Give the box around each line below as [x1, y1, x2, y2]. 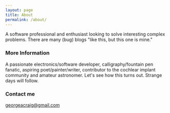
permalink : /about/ [5, 17, 47, 22]
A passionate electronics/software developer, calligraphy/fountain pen [5, 61, 154, 67]
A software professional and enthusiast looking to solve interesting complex [5, 31, 165, 37]
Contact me [5, 90, 35, 98]
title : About [5, 12, 33, 17]
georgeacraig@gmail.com [5, 102, 60, 108]
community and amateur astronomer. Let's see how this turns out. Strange [5, 72, 162, 78]
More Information [5, 49, 50, 56]
